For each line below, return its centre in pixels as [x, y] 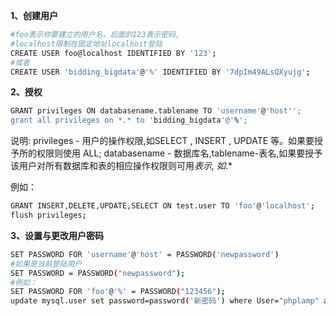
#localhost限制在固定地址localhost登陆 [86, 44]
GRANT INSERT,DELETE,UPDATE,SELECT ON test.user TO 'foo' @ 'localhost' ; [162, 206]
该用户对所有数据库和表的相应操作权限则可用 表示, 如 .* [121, 166]
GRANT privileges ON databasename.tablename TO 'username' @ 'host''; [156, 111]
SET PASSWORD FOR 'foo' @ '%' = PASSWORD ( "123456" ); [118, 292]
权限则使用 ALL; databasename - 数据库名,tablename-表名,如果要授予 [179, 153]
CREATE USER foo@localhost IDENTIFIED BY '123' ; [113, 53]
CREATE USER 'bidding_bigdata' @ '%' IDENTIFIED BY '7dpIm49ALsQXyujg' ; [160, 72]
